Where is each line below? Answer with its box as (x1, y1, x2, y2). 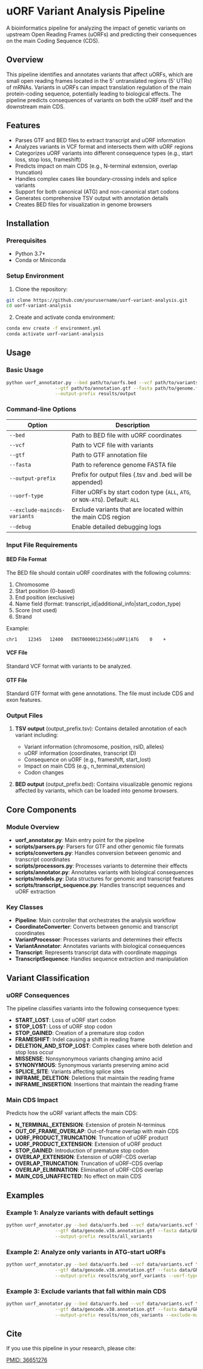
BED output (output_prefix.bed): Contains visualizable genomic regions (14, 780, 193, 788)
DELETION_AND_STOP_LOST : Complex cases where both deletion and (14, 1042, 193, 1050)
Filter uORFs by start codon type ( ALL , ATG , (71, 488, 192, 496)
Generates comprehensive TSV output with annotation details (14, 194, 169, 201)
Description (115, 420, 150, 429)
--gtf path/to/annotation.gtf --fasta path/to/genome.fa (54, 385, 201, 391)
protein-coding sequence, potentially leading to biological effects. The (6, 90, 181, 97)
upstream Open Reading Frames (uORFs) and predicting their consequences (6, 30, 197, 38)
